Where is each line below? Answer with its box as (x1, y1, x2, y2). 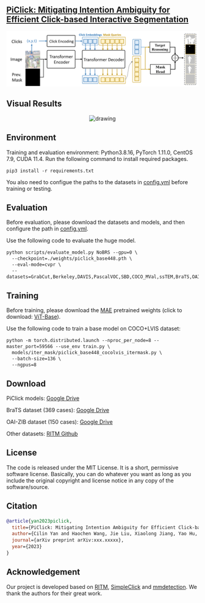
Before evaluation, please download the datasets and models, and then (6, 219, 185, 226)
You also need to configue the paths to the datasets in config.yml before (6, 178, 188, 185)
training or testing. (6, 185, 53, 192)
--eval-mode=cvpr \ (12, 262, 62, 268)
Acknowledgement (6, 567, 81, 577)
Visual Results (6, 99, 62, 109)
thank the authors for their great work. (6, 590, 103, 597)
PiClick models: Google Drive (6, 394, 80, 402)
